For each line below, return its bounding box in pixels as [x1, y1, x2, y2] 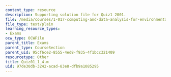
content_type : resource [5, 7, 56, 13]
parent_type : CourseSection [5, 45, 65, 50]
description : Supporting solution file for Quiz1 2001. [5, 12, 126, 17]
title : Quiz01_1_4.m [5, 59, 49, 64]
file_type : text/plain [5, 21, 53, 27]
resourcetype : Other [5, 54, 49, 60]
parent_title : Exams [5, 41, 49, 46]
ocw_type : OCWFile [5, 36, 44, 41]
